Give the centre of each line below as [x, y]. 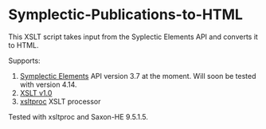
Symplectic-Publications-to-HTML [125, 15]
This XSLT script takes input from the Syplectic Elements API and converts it [133, 37]
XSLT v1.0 [36, 92]
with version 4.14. [48, 84]
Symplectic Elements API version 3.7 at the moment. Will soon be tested [138, 76]
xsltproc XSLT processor [60, 101]
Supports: [25, 61]
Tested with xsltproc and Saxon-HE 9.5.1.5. [78, 116]
